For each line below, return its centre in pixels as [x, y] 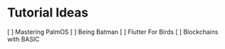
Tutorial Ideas [48, 13]
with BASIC [23, 39]
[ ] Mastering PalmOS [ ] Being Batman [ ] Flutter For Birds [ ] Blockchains [113, 32]
